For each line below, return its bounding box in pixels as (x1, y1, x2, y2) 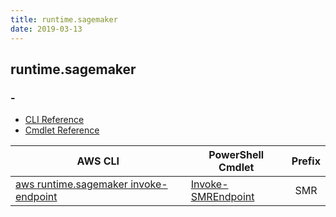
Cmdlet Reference (24, 124, 100, 136)
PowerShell (208, 148, 265, 162)
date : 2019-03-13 (10, 24, 83, 34)
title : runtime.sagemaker (10, 14, 118, 25)
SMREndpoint (190, 190, 255, 204)
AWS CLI (76, 154, 120, 168)
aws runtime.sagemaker (15, 177, 128, 191)
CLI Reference (24, 114, 85, 126)
